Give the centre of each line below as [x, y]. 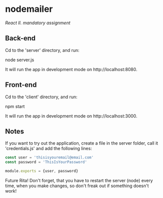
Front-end [21, 85]
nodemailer [29, 9]
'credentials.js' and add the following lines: [49, 149]
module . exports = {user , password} [42, 171]
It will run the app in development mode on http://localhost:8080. [71, 69]
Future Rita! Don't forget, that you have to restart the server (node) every [79, 180]
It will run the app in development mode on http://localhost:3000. [71, 116]
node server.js [20, 60]
